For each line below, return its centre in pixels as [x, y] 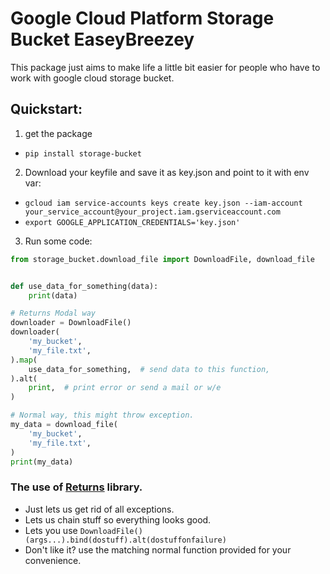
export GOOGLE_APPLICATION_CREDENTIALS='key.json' [132, 222]
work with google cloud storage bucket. [92, 78]
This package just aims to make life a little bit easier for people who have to [165, 67]
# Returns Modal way [53, 313]
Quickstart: [46, 109]
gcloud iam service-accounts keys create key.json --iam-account [163, 203]
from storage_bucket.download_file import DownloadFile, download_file [162, 259]
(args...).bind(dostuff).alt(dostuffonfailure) [125, 540]
